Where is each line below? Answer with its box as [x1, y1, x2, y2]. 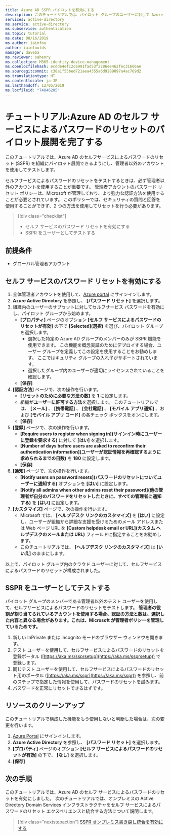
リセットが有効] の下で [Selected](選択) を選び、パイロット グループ [20, 323, 163, 329]
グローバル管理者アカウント [12, 261, 71, 267]
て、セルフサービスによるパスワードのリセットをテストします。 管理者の [5, 604, 157, 610]
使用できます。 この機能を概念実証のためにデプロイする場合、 [27, 342, 157, 348]
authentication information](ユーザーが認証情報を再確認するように [20, 449, 161, 455]
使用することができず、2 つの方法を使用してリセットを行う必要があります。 [5, 203, 163, 209]
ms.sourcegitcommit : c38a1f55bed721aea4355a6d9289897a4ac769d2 [5, 69, 142, 74]
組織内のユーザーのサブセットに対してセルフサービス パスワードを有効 [12, 304, 160, 310]
